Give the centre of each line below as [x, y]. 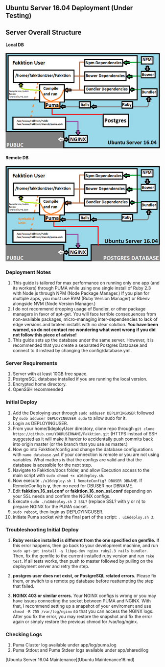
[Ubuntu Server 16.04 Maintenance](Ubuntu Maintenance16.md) [70, 660]
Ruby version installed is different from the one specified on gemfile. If [86, 540]
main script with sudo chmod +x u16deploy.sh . [59, 475]
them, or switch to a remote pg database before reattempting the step [83, 581]
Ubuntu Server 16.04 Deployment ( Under [69, 8]
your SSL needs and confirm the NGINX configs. [61, 496]
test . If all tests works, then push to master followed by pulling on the [83, 561]
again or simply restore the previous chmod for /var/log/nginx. [75, 622]
